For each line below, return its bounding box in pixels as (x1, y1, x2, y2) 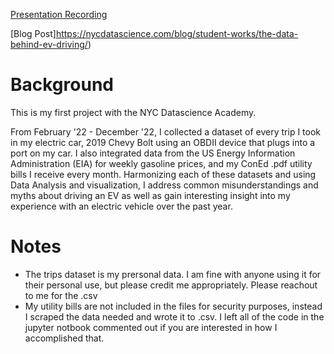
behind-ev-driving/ (10, 39, 88, 50)
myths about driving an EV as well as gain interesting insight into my (10, 189, 291, 201)
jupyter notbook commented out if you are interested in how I (24, 321, 278, 333)
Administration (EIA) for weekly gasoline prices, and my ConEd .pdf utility (10, 157, 313, 169)
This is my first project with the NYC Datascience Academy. (10, 106, 257, 118)
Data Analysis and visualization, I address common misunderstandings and (10, 179, 319, 191)
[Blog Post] (10, 28, 57, 39)
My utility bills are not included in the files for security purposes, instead (24, 300, 323, 312)
